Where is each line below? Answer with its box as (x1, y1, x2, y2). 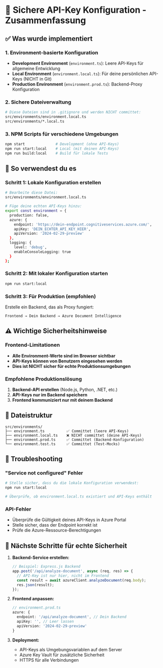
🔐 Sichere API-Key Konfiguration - (5, 4, 147, 16)
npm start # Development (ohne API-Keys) (5, 142, 119, 147)
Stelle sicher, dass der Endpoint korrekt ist (12, 522, 98, 528)
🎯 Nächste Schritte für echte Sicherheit (5, 541, 127, 550)
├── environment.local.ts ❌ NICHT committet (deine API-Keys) (5, 433, 142, 438)
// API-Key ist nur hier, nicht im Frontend (17, 573, 109, 578)
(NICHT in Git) (23, 76, 52, 82)
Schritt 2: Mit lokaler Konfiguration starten (5, 270, 108, 277)
